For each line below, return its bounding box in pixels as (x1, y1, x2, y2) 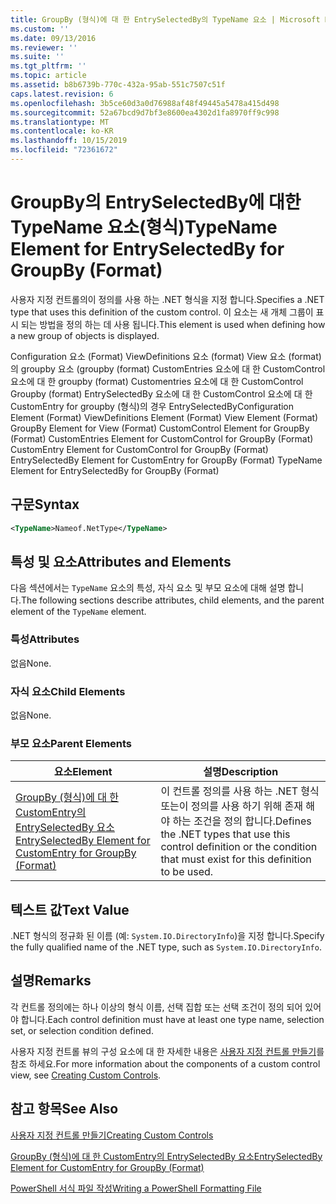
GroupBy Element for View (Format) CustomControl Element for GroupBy (10, 422, 310, 434)
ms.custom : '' (10, 24, 70, 34)
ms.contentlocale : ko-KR (10, 126, 114, 136)
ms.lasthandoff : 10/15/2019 (10, 136, 128, 146)
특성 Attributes (10, 632, 80, 646)
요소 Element (53, 765, 113, 779)
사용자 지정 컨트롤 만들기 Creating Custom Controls (10, 1129, 214, 1141)
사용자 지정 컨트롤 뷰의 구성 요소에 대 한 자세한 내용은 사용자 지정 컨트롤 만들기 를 (10, 1045, 325, 1057)
